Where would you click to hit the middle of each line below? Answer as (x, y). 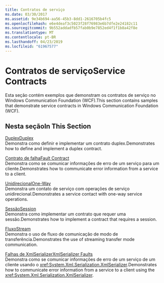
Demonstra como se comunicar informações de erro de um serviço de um (80, 259)
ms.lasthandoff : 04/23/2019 (34, 42)
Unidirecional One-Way (28, 184)
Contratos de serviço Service (65, 71)
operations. (17, 199)
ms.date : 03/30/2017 (26, 14)
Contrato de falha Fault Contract (37, 158)
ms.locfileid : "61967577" (32, 46)
